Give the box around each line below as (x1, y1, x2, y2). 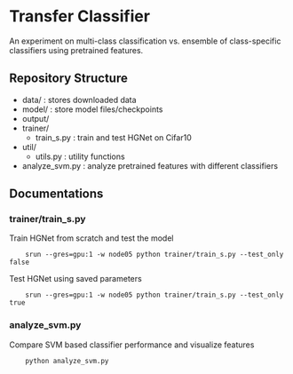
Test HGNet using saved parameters (9, 274, 142, 284)
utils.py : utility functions (35, 151, 126, 162)
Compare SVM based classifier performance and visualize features (9, 339, 255, 350)
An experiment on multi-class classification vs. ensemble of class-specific (9, 36, 281, 46)
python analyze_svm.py (25, 356, 109, 365)
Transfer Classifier (9, 6, 151, 27)
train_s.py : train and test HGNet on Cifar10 (35, 131, 193, 143)
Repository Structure (9, 71, 129, 86)
